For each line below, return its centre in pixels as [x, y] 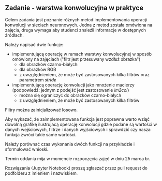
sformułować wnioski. [27, 149]
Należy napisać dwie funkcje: [34, 44]
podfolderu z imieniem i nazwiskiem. [42, 173]
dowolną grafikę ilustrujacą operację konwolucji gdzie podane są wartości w [81, 124]
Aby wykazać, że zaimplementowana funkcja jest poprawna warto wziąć [77, 119]
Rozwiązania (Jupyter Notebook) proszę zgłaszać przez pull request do [76, 168]
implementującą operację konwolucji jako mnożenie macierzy [73, 85]
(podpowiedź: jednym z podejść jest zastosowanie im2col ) [70, 90]
